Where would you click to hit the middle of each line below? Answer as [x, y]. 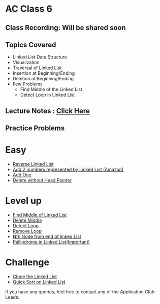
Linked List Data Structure [40, 57]
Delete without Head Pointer [42, 180]
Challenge [27, 263]
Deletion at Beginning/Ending [43, 79]
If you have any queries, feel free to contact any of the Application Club [80, 292]
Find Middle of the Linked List [51, 89]
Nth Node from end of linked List [47, 236]
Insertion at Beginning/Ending [44, 73]
